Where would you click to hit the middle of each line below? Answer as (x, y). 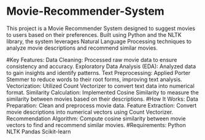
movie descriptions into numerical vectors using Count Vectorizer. (90, 112)
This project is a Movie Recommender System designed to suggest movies (101, 28)
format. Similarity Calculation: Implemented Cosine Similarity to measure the (103, 92)
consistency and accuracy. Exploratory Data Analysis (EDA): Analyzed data (101, 66)
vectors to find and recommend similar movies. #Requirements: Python (96, 125)
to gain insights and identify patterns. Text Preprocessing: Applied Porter (99, 72)
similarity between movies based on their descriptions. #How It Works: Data (102, 99)
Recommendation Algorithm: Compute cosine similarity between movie (96, 119)
